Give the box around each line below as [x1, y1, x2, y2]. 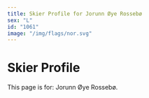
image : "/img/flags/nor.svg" [7, 29, 92, 37]
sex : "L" [7, 17, 33, 24]
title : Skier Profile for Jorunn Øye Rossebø [7, 10, 142, 17]
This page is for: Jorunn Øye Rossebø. [7, 83, 118, 92]
